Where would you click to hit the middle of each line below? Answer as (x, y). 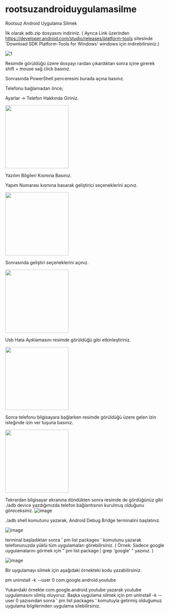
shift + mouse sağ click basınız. (38, 69)
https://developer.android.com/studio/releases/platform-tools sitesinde (79, 38)
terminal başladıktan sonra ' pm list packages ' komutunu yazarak (73, 540)
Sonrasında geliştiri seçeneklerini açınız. (47, 262)
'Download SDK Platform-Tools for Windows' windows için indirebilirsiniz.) (82, 43)
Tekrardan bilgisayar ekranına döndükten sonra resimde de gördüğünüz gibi (84, 500)
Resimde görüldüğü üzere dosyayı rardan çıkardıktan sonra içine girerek (80, 63)
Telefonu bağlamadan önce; (34, 88)
